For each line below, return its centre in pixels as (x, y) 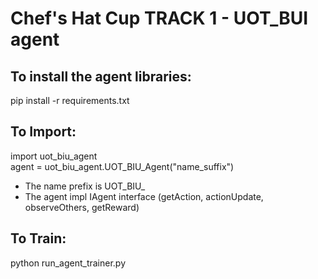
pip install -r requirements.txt (70, 100)
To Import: (43, 132)
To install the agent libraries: (101, 76)
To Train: (38, 238)
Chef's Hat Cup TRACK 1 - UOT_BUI (159, 18)
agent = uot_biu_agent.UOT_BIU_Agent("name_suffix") (122, 166)
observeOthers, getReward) (82, 207)
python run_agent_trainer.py (68, 263)
